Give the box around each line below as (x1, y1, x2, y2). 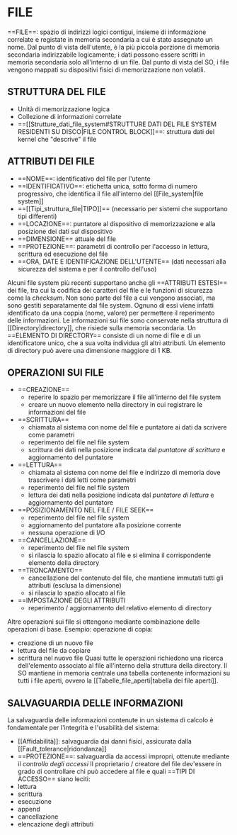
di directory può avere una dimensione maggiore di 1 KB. (7, 346, 172, 354)
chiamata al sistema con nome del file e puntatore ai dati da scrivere (28, 423, 228, 432)
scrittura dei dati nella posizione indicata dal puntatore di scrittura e (28, 446, 226, 454)
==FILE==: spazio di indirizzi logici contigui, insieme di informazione (7, 28, 207, 36)
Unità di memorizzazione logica (17, 104, 110, 113)
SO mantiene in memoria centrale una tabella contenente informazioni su (17, 669, 231, 678)
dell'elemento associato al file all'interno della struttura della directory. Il (17, 661, 228, 670)
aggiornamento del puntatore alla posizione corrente (28, 521, 182, 529)
